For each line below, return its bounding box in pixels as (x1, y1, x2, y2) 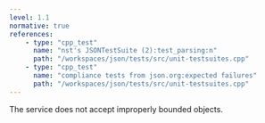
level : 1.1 (9, 12, 50, 22)
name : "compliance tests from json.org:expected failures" (32, 71, 257, 80)
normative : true (9, 21, 70, 30)
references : (9, 29, 54, 38)
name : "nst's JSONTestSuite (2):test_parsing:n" (32, 46, 218, 55)
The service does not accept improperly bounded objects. (9, 103, 223, 114)
